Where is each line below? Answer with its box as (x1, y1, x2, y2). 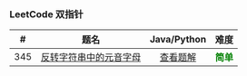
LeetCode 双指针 (9, 7, 84, 20)
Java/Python (149, 33, 207, 46)
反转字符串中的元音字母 (40, 52, 142, 64)
